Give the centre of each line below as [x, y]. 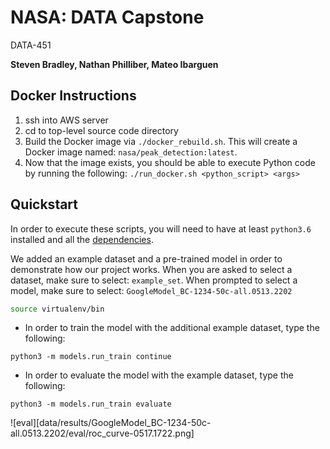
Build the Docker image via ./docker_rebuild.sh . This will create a [161, 141]
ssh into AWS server [66, 120]
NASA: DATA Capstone [107, 17]
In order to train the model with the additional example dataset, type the [172, 328]
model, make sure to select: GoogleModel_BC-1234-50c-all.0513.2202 [151, 290]
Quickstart [44, 204]
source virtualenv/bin [57, 309]
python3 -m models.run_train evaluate [91, 404]
